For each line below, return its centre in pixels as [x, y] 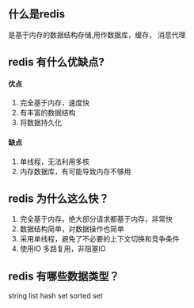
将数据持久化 [40, 123]
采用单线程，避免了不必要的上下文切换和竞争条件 [99, 239]
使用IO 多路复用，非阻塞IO [63, 249]
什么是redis [37, 14]
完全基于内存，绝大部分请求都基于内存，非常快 [96, 219]
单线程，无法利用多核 [54, 162]
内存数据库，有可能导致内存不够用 [75, 171]
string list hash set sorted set [55, 296]
